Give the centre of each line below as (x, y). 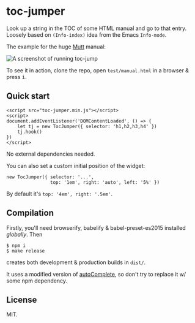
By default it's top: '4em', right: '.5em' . (60, 194)
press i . (17, 77)
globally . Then (24, 234)
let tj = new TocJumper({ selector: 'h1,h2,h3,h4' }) (87, 126)
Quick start (28, 96)
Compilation (30, 213)
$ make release (26, 251)
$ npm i (16, 245)
